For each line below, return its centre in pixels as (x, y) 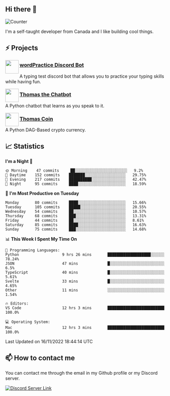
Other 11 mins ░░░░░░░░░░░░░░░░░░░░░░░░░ (85, 290)
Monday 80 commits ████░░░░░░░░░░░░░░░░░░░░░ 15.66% (76, 203)
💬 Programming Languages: (32, 250)
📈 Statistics (25, 146)
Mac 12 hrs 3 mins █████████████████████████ (85, 327)
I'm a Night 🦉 (19, 161)
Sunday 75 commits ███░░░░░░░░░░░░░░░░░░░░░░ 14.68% (76, 229)
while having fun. (23, 81)
